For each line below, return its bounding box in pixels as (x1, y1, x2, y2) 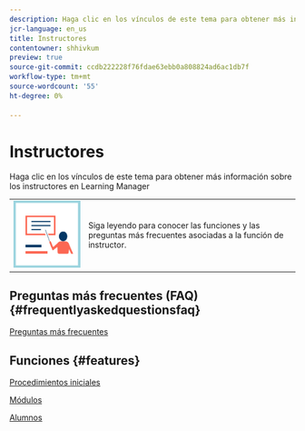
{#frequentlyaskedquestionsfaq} (9, 303, 202, 318)
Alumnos (9, 412, 43, 423)
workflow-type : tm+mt (9, 73, 92, 82)
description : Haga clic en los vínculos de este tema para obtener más (9, 15, 286, 24)
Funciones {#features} (9, 353, 141, 368)
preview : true (9, 53, 64, 63)
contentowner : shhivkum (9, 44, 100, 53)
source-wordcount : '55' (9, 82, 100, 91)
